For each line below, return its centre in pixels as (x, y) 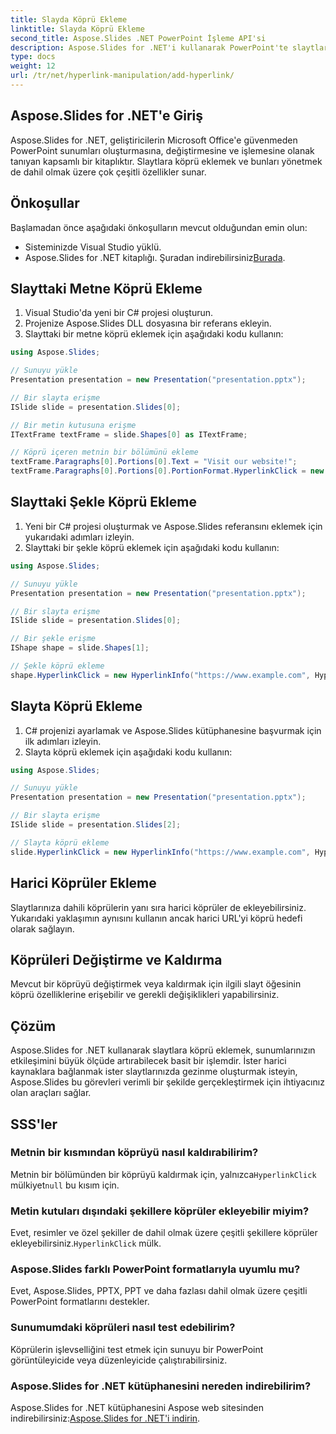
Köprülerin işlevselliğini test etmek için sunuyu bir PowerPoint (137, 1349)
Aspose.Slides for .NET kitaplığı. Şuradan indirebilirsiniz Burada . (155, 257)
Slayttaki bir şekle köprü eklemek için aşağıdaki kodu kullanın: (152, 547)
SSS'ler (34, 1124)
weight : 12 (33, 66)
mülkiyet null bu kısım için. (65, 1185)
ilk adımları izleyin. (63, 741)
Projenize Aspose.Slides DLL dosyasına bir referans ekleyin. (148, 323)
